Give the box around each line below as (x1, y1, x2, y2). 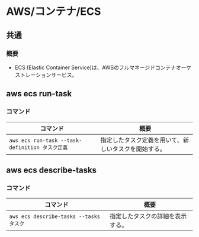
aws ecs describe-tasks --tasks (9, 213, 101, 220)
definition (9, 144, 40, 151)
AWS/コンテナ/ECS (6, 5, 101, 18)
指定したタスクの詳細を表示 (109, 212, 187, 220)
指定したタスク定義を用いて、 (100, 136, 184, 144)
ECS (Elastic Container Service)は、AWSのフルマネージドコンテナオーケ (14, 64, 192, 71)
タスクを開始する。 (112, 145, 166, 153)
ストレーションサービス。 (14, 71, 78, 78)
